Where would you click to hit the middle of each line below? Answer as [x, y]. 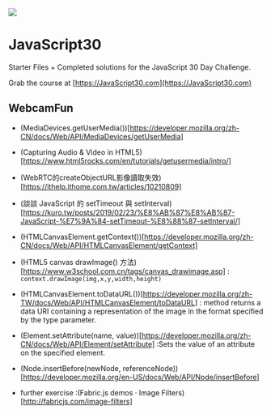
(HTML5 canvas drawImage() [69, 262]
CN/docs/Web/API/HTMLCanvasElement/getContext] [109, 245]
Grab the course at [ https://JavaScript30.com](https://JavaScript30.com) [130, 83]
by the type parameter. [58, 319]
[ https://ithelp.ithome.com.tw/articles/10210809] [101, 186]
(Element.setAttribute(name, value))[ [81, 335]
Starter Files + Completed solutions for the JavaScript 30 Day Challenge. [129, 67]
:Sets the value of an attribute [206, 344]
